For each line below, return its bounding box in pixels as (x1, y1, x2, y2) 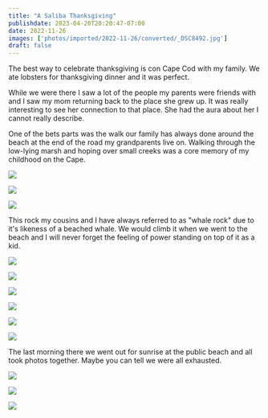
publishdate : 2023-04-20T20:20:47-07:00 (8, 19, 146, 27)
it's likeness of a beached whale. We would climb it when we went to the (8, 224, 248, 234)
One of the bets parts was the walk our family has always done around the (8, 129, 254, 139)
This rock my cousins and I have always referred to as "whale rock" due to (8, 215, 254, 225)
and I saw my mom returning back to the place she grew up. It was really (8, 96, 249, 106)
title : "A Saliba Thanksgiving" (8, 11, 116, 20)
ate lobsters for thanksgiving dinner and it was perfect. (8, 72, 190, 82)
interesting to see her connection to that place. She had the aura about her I (8, 105, 259, 115)
